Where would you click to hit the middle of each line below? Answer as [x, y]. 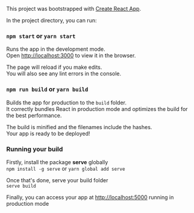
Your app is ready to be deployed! [48, 133]
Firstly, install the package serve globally [57, 162]
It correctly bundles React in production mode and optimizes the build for [97, 109]
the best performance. [34, 115]
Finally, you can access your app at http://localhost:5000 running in [90, 197]
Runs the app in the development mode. [56, 49]
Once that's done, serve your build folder [57, 180]
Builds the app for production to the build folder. [67, 103]
